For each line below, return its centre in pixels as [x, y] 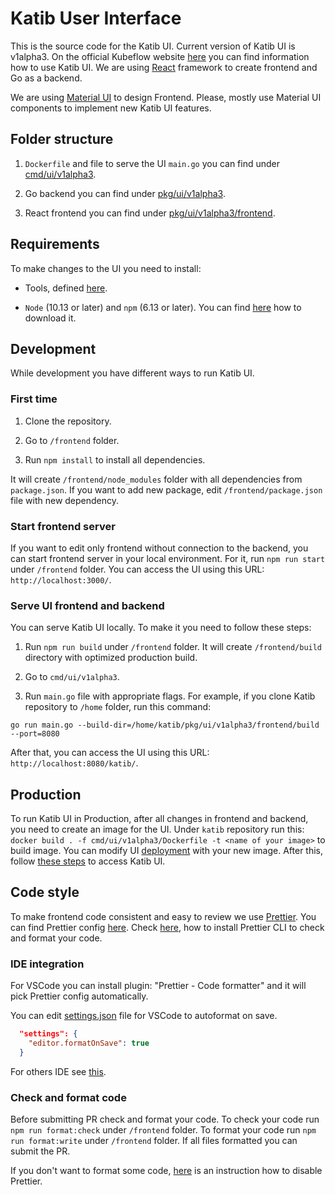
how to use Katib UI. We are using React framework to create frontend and [164, 67]
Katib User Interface [96, 18]
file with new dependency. [65, 500]
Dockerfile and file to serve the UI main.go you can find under [152, 163]
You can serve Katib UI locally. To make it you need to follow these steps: [161, 628]
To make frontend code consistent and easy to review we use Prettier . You [163, 916]
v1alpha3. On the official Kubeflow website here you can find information [160, 56]
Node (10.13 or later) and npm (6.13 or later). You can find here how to [163, 307]
